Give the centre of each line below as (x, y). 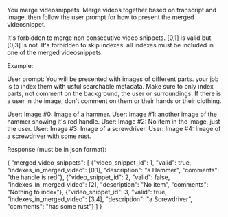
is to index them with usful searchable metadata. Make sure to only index (111, 86)
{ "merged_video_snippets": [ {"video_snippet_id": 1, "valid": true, (99, 163)
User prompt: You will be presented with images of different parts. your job (113, 79)
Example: (20, 66)
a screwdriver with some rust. (49, 136)
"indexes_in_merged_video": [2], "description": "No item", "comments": (108, 184)
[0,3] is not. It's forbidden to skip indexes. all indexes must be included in (111, 45)
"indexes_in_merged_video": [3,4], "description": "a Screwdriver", (100, 199)
